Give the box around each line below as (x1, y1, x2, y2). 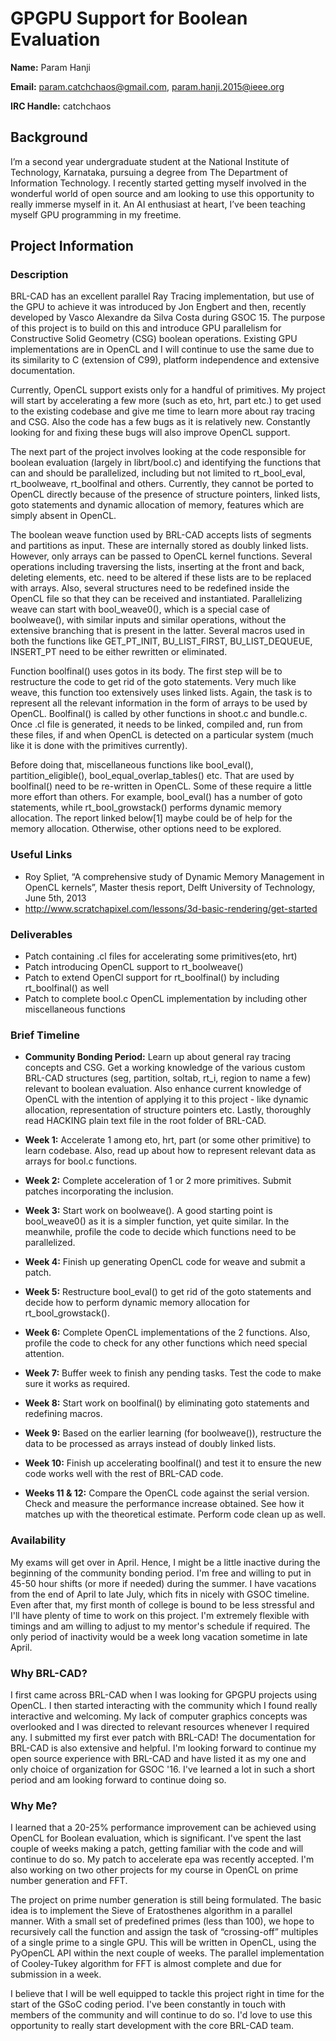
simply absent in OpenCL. (10, 510, 117, 522)
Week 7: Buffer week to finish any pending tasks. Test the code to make (24, 1367, 322, 1379)
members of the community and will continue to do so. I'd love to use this (10, 2009, 313, 2021)
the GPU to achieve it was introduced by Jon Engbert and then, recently (10, 301, 307, 313)
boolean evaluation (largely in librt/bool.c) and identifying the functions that (10, 457, 322, 469)
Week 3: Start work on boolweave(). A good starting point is (24, 1205, 273, 1217)
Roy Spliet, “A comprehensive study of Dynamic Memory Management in (24, 870, 325, 882)
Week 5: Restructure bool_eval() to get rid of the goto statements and (24, 1286, 312, 1298)
